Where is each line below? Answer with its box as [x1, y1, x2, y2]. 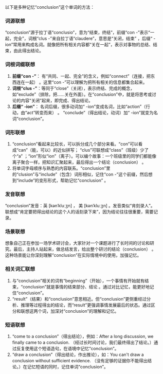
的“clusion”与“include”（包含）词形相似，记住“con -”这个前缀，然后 [12, 171, 148, 177]
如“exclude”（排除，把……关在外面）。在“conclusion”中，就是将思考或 [12, 91, 152, 97]
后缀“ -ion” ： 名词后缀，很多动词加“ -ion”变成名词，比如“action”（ [12, 104, 146, 109]
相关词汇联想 [5, 266, 36, 272]
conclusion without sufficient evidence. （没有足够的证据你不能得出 [12, 358, 147, 364]
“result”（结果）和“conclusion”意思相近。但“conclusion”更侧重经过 [12, 296, 147, 302]
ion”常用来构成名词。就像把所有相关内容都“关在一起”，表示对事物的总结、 [5, 42, 153, 48]
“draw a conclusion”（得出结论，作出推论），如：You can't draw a [12, 352, 144, 357]
